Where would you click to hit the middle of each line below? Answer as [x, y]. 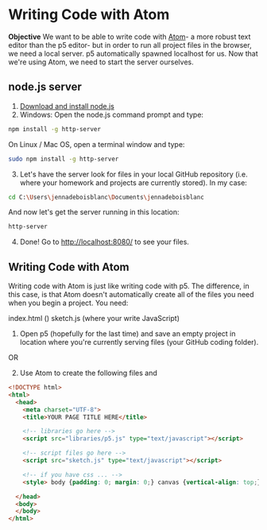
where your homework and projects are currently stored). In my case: [133, 182]
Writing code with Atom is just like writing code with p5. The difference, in [129, 286]
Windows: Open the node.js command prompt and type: [112, 114]
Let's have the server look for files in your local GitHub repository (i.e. [133, 174]
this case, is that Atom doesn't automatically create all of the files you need [131, 295]
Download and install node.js [67, 106]
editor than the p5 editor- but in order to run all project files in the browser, [130, 44]
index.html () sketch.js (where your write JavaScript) [94, 319]
